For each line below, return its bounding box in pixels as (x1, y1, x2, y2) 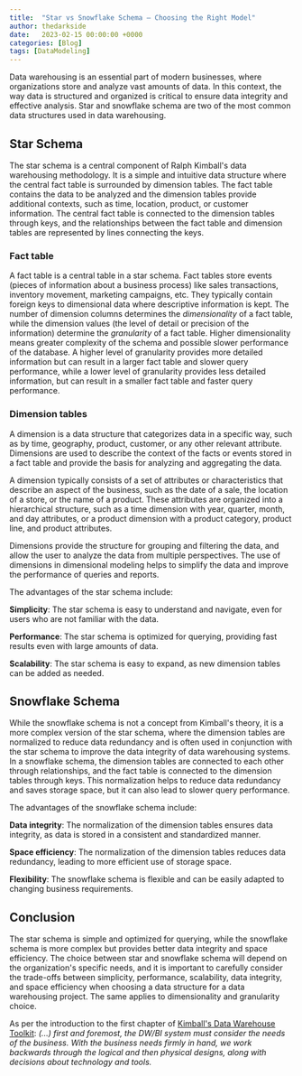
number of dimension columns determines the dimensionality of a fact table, (9, 309, 293, 320)
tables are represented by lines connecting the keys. (9, 227, 205, 237)
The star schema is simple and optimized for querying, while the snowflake (9, 933, 288, 944)
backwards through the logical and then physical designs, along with (9, 1047, 267, 1058)
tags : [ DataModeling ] (9, 47, 91, 56)
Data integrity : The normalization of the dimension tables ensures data (9, 820, 273, 830)
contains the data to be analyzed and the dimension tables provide (9, 189, 257, 199)
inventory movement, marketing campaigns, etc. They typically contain (9, 290, 273, 301)
